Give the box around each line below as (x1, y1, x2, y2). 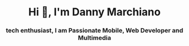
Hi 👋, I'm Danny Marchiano (28, 5, 161, 19)
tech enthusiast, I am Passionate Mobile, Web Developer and (6, 27, 183, 35)
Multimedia (77, 34, 112, 42)
